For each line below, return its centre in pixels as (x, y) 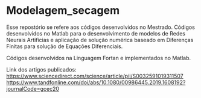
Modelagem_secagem (63, 11)
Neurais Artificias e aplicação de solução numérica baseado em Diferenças (100, 40)
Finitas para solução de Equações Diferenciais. (65, 46)
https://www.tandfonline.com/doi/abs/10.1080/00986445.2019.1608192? (96, 82)
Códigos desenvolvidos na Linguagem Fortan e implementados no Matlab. (99, 58)
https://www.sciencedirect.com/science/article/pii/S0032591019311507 (95, 76)
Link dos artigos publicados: (41, 69)
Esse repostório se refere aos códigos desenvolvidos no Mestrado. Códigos (101, 27)
